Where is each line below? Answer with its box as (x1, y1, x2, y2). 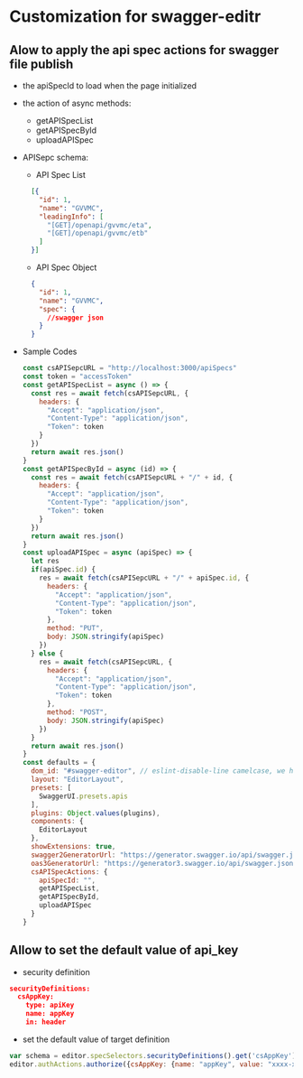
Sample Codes (22, 346, 78, 358)
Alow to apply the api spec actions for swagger (9, 42, 280, 58)
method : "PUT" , (46, 624, 105, 633)
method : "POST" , (46, 708, 108, 717)
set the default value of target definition (22, 1034, 170, 1045)
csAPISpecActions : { (31, 867, 108, 877)
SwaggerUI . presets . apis (39, 792, 128, 801)
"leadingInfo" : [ (39, 212, 105, 221)
